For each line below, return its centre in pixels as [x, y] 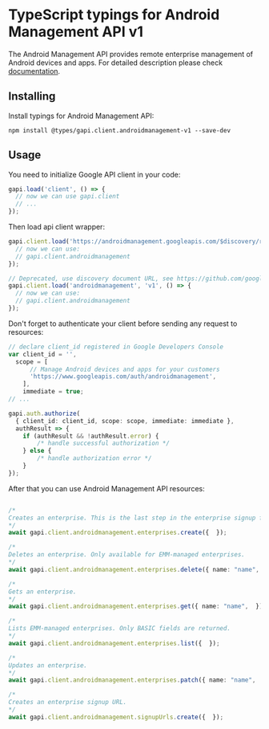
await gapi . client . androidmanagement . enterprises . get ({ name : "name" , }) [136, 607]
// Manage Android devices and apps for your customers [124, 369]
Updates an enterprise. [48, 665]
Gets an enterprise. [43, 592]
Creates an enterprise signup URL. [68, 703]
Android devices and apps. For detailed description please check [115, 63]
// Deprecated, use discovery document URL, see [91, 279]
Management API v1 [76, 32]
